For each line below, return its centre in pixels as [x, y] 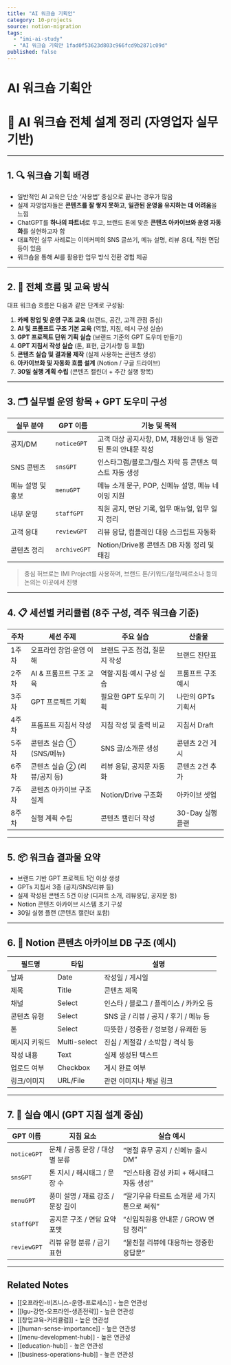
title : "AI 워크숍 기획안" [41, 13]
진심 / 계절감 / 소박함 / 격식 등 [149, 1042]
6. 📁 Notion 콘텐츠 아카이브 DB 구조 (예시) [92, 943]
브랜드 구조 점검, [126, 650]
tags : [15, 33]
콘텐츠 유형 [27, 1016]
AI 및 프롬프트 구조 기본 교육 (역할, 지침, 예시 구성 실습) [90, 328]
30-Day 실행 [197, 813]
